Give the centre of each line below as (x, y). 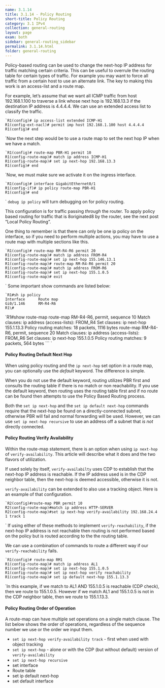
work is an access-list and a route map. (45, 86)
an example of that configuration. (39, 494)
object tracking (28, 645)
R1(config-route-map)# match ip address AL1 (51, 564)
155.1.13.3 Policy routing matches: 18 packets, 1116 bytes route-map (73, 327)
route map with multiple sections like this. (47, 242)
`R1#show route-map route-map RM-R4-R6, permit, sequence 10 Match (78, 317)
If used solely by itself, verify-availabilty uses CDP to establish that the (80, 469)
